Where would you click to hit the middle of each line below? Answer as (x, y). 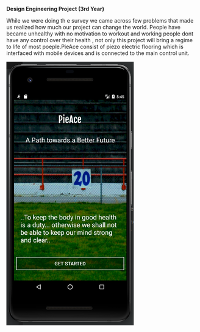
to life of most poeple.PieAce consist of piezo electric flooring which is (95, 46)
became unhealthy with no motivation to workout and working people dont (100, 34)
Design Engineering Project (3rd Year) (55, 9)
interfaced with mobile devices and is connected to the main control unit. (98, 53)
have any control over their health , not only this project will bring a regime (100, 40)
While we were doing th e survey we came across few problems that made (100, 20)
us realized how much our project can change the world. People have (94, 27)
